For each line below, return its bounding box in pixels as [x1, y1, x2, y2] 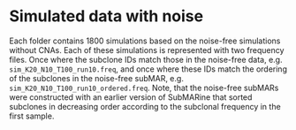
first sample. [9, 111, 55, 121]
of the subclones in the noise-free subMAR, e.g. [9, 73, 184, 83]
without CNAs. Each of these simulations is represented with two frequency [9, 44, 285, 55]
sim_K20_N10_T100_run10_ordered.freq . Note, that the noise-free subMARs [9, 82, 279, 93]
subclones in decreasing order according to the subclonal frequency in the [9, 101, 281, 111]
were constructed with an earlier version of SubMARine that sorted [9, 91, 253, 103]
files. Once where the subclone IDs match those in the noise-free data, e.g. [9, 54, 283, 65]
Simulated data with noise [9, 6, 204, 27]
